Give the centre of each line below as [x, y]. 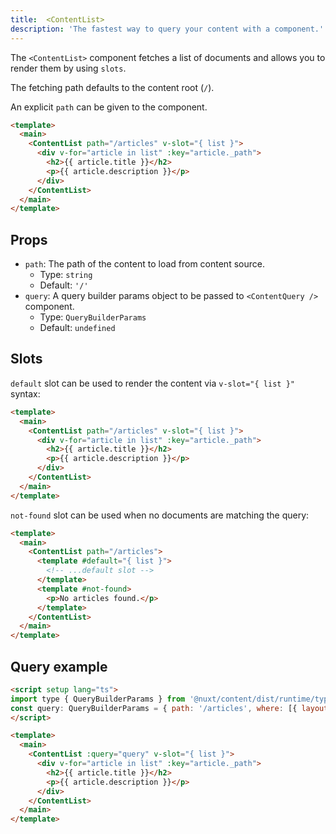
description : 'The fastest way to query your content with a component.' [167, 29]
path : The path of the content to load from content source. [144, 264]
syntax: [25, 393]
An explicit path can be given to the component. [109, 107]
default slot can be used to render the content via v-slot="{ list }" [152, 383]
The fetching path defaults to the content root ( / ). [112, 87]
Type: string [66, 275]
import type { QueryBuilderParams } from [98, 699]
